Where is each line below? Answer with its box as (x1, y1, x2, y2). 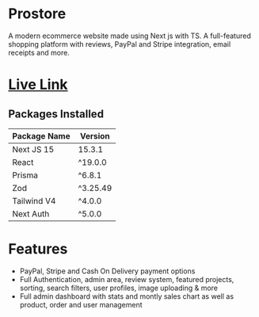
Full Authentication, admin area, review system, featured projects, (19, 274, 234, 284)
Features (8, 240, 68, 258)
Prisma (12, 170, 38, 181)
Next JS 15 (12, 143, 55, 155)
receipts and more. (8, 48, 70, 57)
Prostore (8, 5, 67, 23)
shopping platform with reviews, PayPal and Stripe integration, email (8, 39, 231, 48)
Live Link (8, 76, 69, 94)
